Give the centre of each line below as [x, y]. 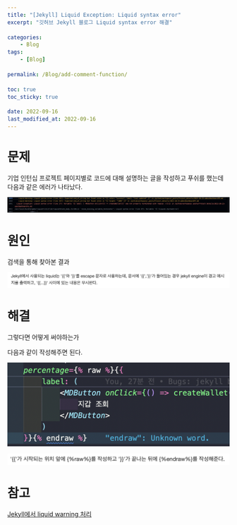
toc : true [22, 89]
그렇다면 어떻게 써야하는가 [43, 337]
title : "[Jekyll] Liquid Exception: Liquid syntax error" [94, 15]
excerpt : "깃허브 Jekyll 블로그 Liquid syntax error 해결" [90, 22]
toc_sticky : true [33, 97]
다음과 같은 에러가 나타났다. [45, 186]
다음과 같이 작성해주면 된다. [45, 352]
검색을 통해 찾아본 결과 [38, 262]
